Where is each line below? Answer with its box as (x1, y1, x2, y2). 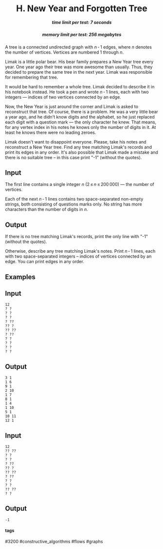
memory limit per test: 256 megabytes (42, 32, 122, 38)
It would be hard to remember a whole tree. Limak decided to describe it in (5, 83, 155, 89)
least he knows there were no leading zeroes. (5, 129, 96, 135)
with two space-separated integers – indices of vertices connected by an (5, 253, 152, 259)
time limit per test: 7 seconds (52, 19, 112, 25)
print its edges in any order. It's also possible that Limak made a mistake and (5, 149, 158, 155)
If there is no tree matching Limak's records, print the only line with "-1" (5, 234, 148, 240)
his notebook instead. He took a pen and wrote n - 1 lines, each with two (5, 89, 149, 95)
